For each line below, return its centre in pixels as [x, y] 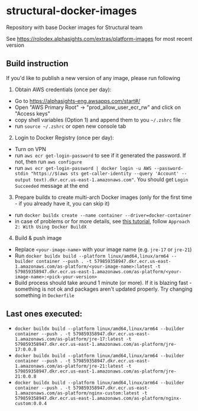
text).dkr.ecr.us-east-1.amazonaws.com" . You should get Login [111, 179]
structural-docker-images [72, 11]
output [23, 180]
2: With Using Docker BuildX [51, 227]
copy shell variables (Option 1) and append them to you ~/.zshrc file [98, 120]
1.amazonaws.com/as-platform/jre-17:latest [69, 339]
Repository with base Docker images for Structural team [74, 27]
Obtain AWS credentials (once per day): [63, 89]
